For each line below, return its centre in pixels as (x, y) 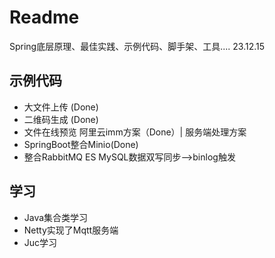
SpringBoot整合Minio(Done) (81, 144)
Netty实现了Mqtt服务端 (71, 230)
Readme (44, 17)
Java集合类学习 (56, 217)
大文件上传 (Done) (61, 107)
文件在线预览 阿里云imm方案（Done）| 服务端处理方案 (135, 132)
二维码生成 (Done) (61, 119)
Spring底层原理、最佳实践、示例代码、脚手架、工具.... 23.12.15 (137, 46)
